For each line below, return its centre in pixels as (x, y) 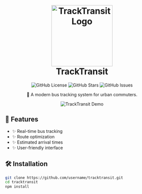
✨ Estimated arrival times (38, 142)
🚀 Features (22, 119)
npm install (17, 187)
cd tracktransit (21, 182)
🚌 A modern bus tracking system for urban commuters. (82, 94)
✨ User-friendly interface (38, 148)
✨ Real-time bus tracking (37, 131)
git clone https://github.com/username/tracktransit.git (64, 178)
